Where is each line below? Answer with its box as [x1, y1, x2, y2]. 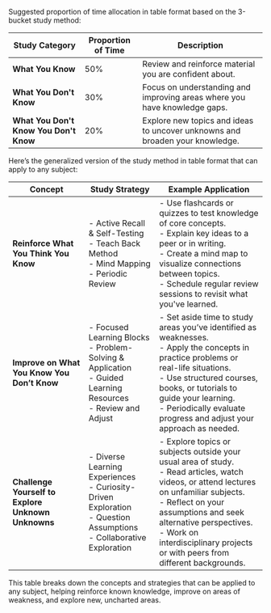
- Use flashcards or [159, 197, 234, 209]
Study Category [13, 40, 77, 51]
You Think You [12, 248, 70, 259]
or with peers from [159, 547, 230, 558]
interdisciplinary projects [159, 537, 253, 548]
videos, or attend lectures [159, 476, 256, 488]
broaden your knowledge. [142, 135, 240, 146]
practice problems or [159, 352, 239, 363]
